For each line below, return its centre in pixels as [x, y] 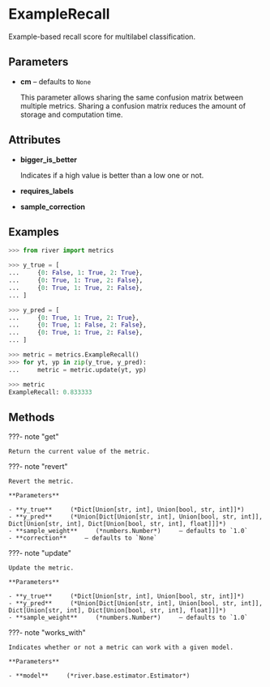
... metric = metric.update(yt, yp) [78, 369]
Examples [34, 232]
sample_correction [52, 207]
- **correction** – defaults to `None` [83, 538]
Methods [32, 417]
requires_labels [47, 190]
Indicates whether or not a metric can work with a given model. [121, 648]
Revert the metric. [41, 482]
